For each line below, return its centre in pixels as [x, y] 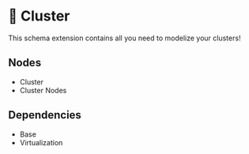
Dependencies [45, 115]
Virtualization [41, 142]
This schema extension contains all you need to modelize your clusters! [124, 38]
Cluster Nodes [43, 90]
